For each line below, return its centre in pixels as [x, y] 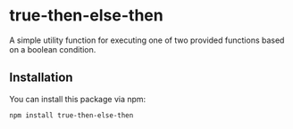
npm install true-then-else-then [71, 115]
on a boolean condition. [53, 49]
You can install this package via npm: [78, 99]
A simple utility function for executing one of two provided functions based [147, 40]
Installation [41, 78]
